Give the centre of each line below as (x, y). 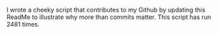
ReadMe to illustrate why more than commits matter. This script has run (109, 17)
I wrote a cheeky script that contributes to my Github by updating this (106, 10)
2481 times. (23, 24)
